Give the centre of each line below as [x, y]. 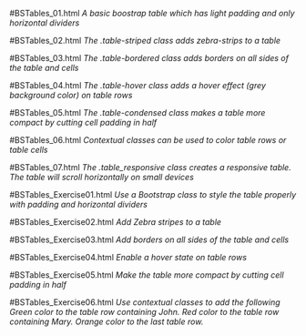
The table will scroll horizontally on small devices [102, 177]
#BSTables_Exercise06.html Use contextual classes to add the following [145, 302]
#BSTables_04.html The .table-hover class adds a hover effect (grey [138, 85]
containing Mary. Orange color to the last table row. [107, 321]
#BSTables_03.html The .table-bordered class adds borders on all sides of [149, 58]
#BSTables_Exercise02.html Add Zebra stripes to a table [115, 222]
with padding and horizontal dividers [79, 204]
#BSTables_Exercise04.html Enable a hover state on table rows [128, 257]
